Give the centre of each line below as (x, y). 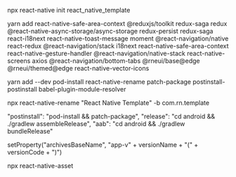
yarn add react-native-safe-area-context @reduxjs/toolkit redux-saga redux (117, 23)
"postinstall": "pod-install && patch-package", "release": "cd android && (111, 116)
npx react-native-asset (40, 166)
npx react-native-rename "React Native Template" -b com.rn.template (108, 103)
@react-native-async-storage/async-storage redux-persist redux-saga (110, 31)
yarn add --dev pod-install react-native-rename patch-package (99, 82)
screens (19, 61)
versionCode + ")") (35, 152)
